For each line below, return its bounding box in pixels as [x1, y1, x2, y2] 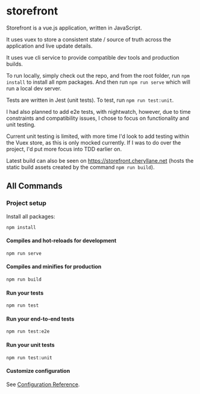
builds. [6, 60, 23, 67]
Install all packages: [6, 213, 55, 220]
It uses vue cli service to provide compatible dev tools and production [6, 54, 180, 61]
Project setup [6, 199, 46, 207]
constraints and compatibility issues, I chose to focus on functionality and [6, 114, 189, 122]
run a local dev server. [6, 84, 62, 92]
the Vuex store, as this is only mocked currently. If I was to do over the [6, 139, 181, 146]
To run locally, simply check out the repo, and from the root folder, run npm [6, 72, 190, 79]
